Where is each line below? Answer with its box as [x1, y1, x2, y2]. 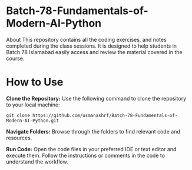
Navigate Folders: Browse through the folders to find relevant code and [6, 128, 181, 135]
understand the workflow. [6, 158, 69, 165]
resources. [6, 134, 32, 141]
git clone [6, 112, 31, 118]
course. [6, 55, 25, 62]
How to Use [6, 75, 64, 89]
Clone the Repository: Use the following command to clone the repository [6, 95, 187, 102]
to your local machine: [6, 101, 60, 108]
